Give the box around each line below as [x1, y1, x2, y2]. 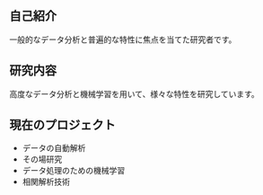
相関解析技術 [22, 176, 70, 187]
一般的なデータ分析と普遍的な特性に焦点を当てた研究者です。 [9, 34, 237, 45]
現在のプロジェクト [9, 118, 116, 133]
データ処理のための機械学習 [22, 165, 126, 176]
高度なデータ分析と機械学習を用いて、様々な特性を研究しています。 [9, 88, 260, 99]
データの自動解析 [22, 143, 86, 154]
